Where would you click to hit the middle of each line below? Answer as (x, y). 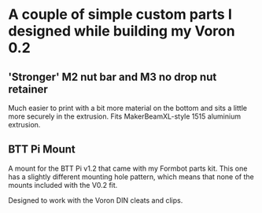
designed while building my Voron (122, 31)
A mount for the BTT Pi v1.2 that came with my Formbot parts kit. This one (128, 168)
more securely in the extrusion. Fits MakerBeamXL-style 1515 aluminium (125, 116)
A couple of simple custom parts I (120, 15)
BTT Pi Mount (42, 150)
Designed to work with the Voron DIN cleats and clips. (96, 200)
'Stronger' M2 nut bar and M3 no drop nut (113, 77)
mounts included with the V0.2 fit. (63, 185)
